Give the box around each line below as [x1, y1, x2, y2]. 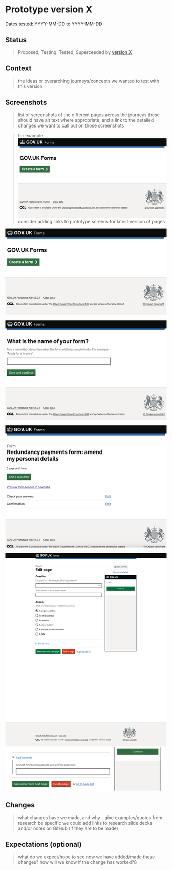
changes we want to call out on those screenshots [17, 122, 124, 129]
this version [17, 83, 42, 89]
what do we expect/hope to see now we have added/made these [17, 854, 155, 860]
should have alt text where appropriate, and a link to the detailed [17, 117, 154, 123]
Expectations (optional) [5, 840, 82, 849]
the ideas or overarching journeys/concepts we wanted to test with [17, 78, 160, 84]
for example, [17, 133, 45, 139]
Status [5, 35, 27, 44]
